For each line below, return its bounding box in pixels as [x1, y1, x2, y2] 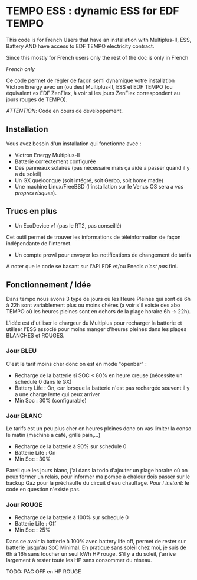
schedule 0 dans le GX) [14, 378, 72, 385]
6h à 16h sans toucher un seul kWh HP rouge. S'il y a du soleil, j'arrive [6, 550, 176, 558]
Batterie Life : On [14, 449, 56, 456]
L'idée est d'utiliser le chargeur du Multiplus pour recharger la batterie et [6, 319, 182, 326]
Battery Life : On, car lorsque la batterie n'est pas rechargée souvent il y [14, 384, 190, 391]
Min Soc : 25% [14, 526, 51, 533]
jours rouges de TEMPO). [6, 96, 68, 103]
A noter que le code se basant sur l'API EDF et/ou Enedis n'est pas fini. [6, 263, 178, 270]
